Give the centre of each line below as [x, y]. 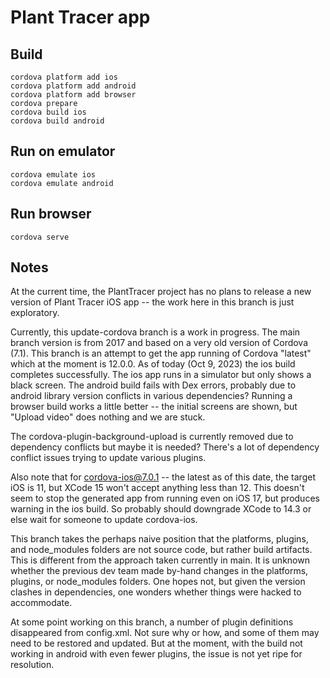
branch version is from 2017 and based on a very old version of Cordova [159, 343]
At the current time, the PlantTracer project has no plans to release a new [161, 292]
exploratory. [35, 313]
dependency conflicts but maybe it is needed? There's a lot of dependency [165, 447]
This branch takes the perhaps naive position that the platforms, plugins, [159, 539]
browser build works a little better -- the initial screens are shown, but [154, 407]
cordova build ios [48, 112]
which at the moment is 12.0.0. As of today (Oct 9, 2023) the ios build [153, 364]
